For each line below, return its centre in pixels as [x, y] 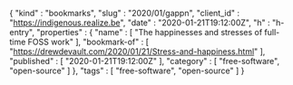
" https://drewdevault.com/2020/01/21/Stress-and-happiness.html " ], [137, 52]
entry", [22, 32]
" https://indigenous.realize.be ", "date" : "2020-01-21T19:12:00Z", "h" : [140, 23]
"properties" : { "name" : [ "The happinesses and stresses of [149, 32]
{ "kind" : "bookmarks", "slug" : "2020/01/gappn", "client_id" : [125, 13]
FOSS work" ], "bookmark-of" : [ [88, 42]
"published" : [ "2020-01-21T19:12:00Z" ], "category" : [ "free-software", [144, 61]
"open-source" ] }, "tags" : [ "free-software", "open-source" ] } [127, 71]
